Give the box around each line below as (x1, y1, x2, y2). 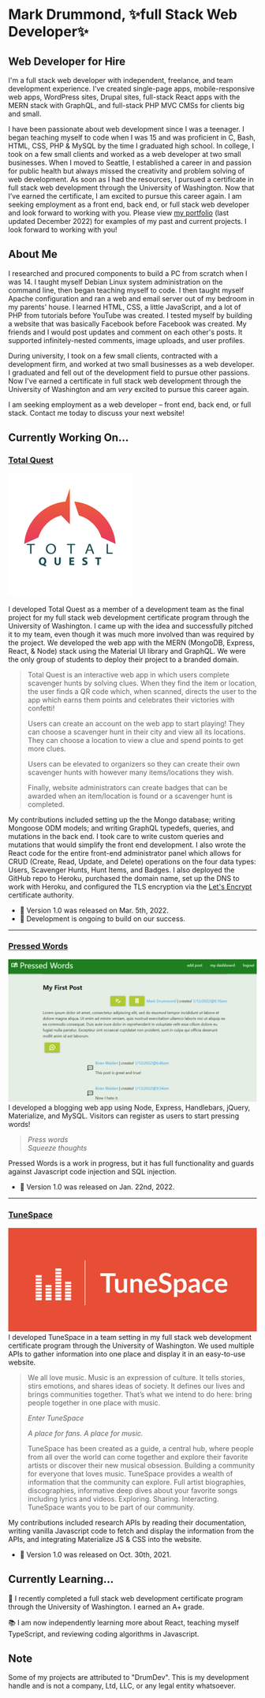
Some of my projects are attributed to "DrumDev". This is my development (8, 1673, 250, 1682)
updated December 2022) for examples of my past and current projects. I (8, 217, 247, 226)
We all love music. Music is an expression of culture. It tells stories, (27, 1372, 245, 1382)
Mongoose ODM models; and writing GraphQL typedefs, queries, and (8, 823, 234, 833)
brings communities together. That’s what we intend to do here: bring (27, 1390, 252, 1399)
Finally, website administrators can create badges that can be (27, 782, 228, 792)
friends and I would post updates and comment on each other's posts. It (8, 327, 243, 337)
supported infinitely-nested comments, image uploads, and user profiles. (8, 335, 245, 345)
